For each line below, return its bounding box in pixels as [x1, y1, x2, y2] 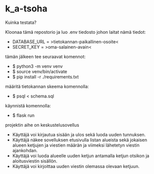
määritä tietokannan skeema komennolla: [5, 83, 89, 89]
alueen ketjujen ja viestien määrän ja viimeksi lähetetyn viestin [12, 142, 140, 148]
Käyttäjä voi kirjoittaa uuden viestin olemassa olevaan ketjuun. [12, 163, 140, 169]
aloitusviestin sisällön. [12, 158, 58, 164]
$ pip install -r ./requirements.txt [12, 74, 79, 80]
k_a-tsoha [5, 3, 48, 14]
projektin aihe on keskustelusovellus [5, 122, 79, 128]
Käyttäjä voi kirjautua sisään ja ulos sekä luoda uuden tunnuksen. [12, 131, 146, 137]
